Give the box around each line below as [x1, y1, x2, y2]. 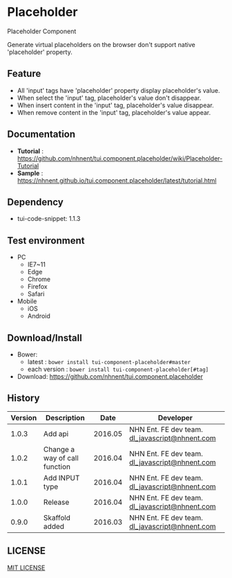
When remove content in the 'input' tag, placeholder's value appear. [17, 108, 211, 116]
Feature [7, 68, 41, 80]
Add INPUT [43, 473, 80, 482]
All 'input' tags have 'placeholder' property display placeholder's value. [17, 86, 220, 94]
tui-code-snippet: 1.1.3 [17, 215, 81, 223]
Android [27, 312, 50, 320]
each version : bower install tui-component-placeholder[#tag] [27, 365, 209, 373]
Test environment [7, 235, 85, 246]
